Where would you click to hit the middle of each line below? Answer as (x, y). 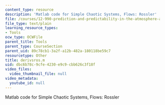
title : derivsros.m (25, 60)
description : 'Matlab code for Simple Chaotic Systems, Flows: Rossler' (81, 14)
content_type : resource (29, 10)
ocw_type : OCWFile (24, 37)
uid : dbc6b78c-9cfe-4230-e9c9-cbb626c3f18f (50, 65)
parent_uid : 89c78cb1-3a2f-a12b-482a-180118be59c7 (58, 51)
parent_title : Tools (26, 42)
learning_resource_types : (31, 28)
